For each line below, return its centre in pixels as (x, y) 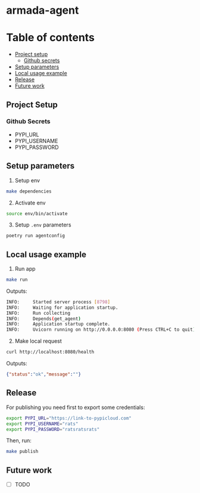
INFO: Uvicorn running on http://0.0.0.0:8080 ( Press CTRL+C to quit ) (101, 330)
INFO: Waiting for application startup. (62, 308)
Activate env (30, 203)
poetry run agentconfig (36, 236)
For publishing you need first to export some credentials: (76, 407)
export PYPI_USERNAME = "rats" (42, 424)
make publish (22, 452)
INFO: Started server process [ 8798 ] (58, 302)
